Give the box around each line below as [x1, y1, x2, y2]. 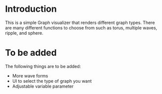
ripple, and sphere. [5, 30, 43, 36]
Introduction [5, 3, 57, 15]
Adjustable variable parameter [12, 83, 74, 89]
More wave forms [12, 72, 48, 79]
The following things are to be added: [5, 63, 81, 69]
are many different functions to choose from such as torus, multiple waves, [5, 24, 158, 30]
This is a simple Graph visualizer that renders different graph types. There [5, 20, 155, 25]
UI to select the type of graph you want [12, 78, 92, 84]
